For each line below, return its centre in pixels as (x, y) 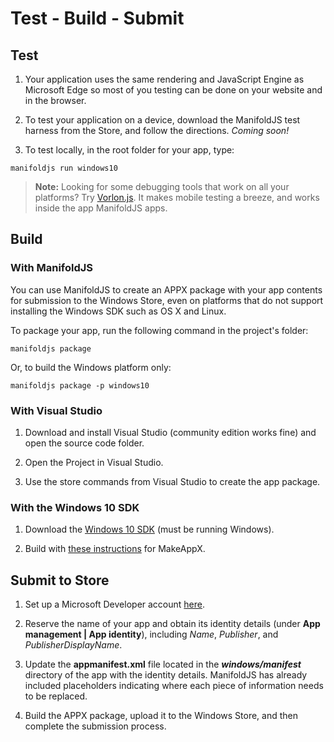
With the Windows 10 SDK (75, 507)
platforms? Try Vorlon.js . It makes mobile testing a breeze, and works (177, 197)
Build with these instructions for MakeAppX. (115, 549)
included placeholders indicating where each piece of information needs (174, 686)
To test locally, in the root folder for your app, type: (129, 150)
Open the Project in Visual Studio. (94, 462)
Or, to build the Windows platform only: (91, 367)
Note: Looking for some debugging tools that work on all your (162, 186)
